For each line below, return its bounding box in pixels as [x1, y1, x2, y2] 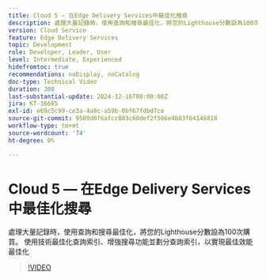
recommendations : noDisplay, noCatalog [8, 70, 140, 78]
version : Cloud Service [8, 26, 87, 34]
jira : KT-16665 [8, 100, 59, 107]
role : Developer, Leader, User [8, 48, 112, 56]
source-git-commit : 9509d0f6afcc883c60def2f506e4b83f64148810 [8, 115, 218, 123]
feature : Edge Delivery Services [8, 33, 119, 42]
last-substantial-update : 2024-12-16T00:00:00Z [8, 92, 169, 100]
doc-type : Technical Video [8, 77, 97, 85]
